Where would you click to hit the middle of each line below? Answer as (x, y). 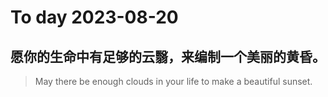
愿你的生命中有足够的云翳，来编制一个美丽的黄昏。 (168, 56)
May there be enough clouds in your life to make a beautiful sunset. (173, 81)
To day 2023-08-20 (94, 17)
